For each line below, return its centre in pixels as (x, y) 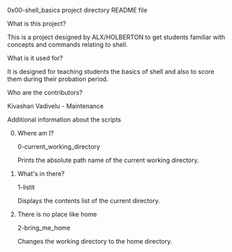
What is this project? (37, 23)
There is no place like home (57, 214)
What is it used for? (35, 58)
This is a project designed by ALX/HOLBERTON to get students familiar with (116, 37)
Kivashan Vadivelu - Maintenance (56, 106)
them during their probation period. (58, 79)
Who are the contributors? (45, 92)
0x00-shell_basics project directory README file (78, 10)
